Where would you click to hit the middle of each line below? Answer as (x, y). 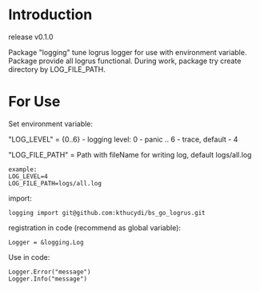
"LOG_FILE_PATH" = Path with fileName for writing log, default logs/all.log (130, 154)
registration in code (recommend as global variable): (95, 227)
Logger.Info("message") (48, 279)
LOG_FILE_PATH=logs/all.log (55, 183)
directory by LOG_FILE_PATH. (57, 69)
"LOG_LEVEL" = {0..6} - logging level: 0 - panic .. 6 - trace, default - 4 (123, 139)
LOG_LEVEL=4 (28, 176)
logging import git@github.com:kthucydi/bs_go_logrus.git (107, 213)
